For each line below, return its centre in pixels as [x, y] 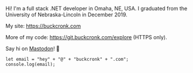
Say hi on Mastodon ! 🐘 [32, 48]
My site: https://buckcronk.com [43, 26]
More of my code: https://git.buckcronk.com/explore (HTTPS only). [86, 37]
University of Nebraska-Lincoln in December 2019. [67, 15]
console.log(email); [31, 64]
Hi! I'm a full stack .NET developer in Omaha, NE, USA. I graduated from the [96, 8]
